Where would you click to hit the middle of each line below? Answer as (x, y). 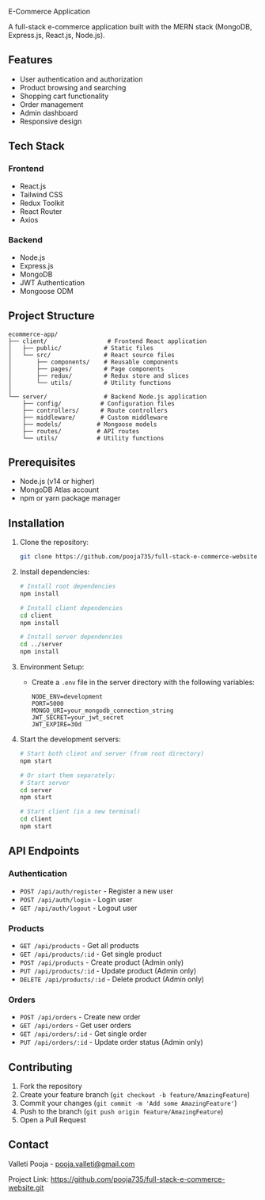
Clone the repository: (54, 543)
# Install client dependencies (71, 608)
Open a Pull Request (53, 1120)
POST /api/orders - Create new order (80, 1017)
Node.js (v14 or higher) (57, 482)
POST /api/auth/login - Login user (76, 899)
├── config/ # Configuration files (99, 403)
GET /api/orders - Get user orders (76, 1026)
